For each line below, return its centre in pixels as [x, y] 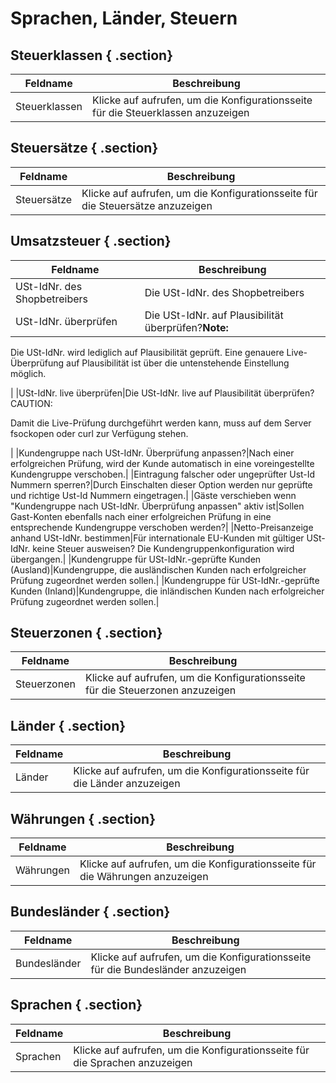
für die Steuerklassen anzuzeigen [171, 112]
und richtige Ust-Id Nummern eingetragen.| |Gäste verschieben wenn [153, 495]
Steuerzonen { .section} [86, 633]
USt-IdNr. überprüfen [66, 321]
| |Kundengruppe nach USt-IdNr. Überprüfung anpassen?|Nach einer [152, 453]
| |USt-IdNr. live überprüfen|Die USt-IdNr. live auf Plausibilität [136, 393]
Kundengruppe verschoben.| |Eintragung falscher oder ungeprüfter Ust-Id [163, 474]
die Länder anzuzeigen [127, 784]
